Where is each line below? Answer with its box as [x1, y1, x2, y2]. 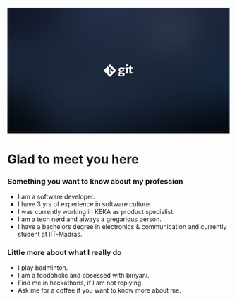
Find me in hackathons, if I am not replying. [17, 278, 143, 287]
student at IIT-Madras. [17, 230, 83, 239]
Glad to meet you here [7, 151, 139, 167]
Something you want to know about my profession [7, 176, 183, 186]
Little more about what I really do [7, 247, 122, 257]
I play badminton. [17, 264, 68, 272]
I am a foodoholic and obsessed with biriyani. [17, 271, 150, 280]
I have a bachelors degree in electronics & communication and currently [17, 223, 227, 231]
